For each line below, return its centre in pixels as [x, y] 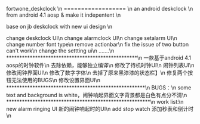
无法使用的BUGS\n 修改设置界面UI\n [56, 80]
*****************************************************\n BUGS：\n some [99, 88]
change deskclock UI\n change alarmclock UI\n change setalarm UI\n [92, 38]
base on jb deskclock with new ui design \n [59, 27]
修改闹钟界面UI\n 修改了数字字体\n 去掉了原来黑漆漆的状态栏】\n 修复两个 [97, 73]
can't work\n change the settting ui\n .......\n [60, 51]
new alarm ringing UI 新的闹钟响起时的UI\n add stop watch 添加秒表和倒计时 [100, 109]
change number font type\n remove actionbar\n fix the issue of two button [98, 44]
